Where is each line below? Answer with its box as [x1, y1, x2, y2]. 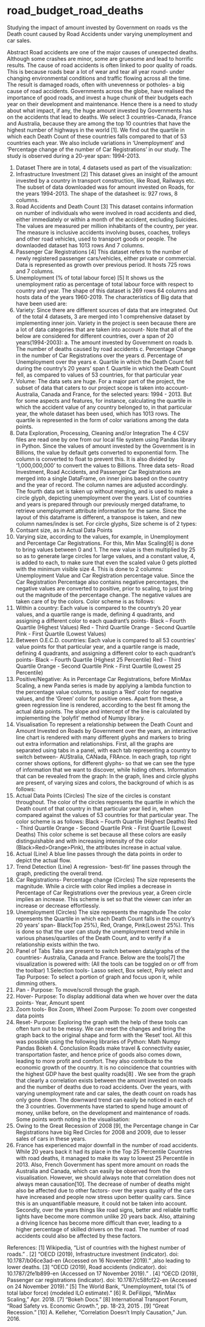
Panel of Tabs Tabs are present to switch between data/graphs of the [15, 947, 190, 954]
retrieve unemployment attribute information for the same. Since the [15, 507, 187, 514]
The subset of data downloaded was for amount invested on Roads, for [15, 183, 194, 191]
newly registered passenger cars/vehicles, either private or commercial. [15, 254, 196, 262]
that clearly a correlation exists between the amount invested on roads [15, 1077, 193, 1084]
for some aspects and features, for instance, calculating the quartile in [15, 397, 192, 404]
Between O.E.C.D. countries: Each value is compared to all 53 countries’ [15, 636, 196, 643]
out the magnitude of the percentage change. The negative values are [15, 591, 192, 598]
